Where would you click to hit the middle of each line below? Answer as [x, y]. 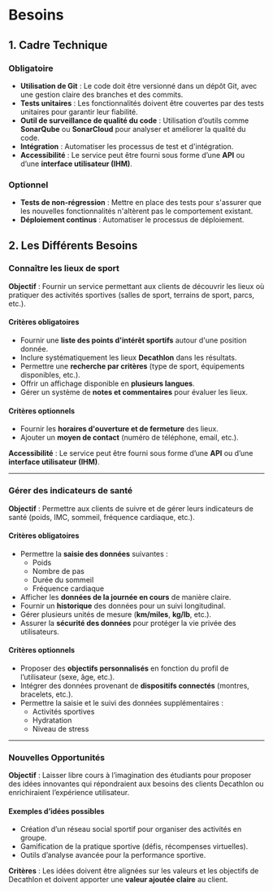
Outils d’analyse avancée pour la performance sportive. [113, 855]
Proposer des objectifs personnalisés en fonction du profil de [124, 668]
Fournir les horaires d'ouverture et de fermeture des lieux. [119, 429]
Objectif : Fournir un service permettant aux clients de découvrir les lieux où [136, 286]
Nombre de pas [58, 571]
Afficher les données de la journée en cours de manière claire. [126, 597]
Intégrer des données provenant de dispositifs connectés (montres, [134, 685]
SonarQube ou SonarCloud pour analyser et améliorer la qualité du [133, 129]
